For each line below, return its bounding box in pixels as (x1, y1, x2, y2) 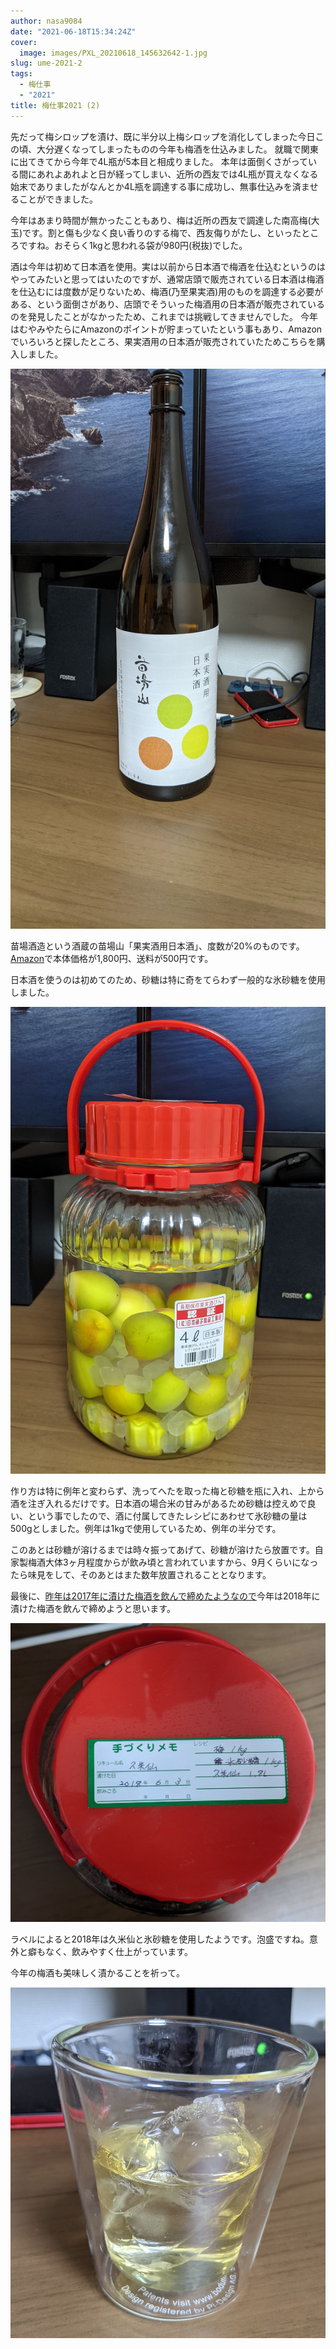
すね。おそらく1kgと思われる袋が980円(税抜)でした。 (27, 239, 248, 251)
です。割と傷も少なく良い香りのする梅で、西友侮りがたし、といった (22, 226, 302, 239)
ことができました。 (18, 193, 98, 205)
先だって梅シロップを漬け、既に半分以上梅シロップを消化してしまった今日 (10, 130, 316, 142)
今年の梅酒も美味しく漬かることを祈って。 (10, 1967, 185, 1979)
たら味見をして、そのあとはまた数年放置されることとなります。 (10, 1568, 272, 1580)
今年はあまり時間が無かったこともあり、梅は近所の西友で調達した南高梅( (10, 214, 312, 226)
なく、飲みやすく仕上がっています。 (44, 1946, 193, 1958)
